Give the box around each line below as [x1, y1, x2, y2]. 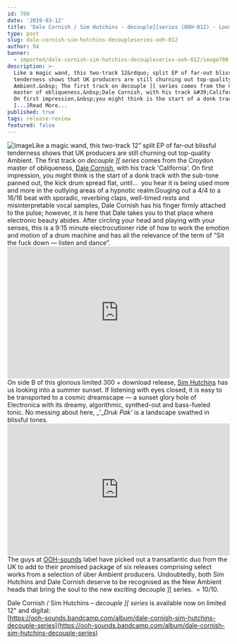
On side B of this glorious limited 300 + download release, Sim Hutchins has [7, 378, 229, 386]
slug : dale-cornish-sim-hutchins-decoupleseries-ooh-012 [7, 37, 178, 44]
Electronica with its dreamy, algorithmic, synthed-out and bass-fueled [7, 400, 210, 409]
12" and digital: [7, 606, 51, 614]
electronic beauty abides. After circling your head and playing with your [7, 216, 216, 224]
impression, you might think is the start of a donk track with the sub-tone [7, 171, 219, 180]
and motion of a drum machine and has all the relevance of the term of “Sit [7, 230, 224, 240]
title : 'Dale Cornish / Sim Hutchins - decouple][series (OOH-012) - [7, 23, 217, 30]
